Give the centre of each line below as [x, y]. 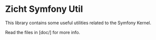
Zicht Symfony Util [44, 9]
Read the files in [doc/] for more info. [43, 32]
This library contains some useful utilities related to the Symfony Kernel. [78, 23]
